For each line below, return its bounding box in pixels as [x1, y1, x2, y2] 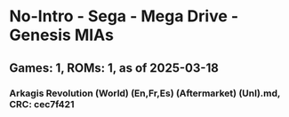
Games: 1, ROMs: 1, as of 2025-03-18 [9, 60, 220, 75]
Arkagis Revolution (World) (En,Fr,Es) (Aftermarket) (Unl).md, [9, 87, 281, 99]
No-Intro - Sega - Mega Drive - [9, 6, 239, 27]
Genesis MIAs [9, 25, 114, 45]
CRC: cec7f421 [9, 97, 75, 110]
